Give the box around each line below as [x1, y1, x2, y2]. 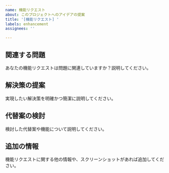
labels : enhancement [5, 21, 49, 27]
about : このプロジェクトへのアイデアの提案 [5, 12, 85, 17]
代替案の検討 [5, 111, 46, 120]
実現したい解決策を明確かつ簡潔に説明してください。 [5, 95, 116, 101]
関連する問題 [5, 50, 46, 59]
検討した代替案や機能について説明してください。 [5, 126, 107, 132]
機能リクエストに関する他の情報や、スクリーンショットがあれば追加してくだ [5, 156, 164, 162]
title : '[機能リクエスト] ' [5, 17, 59, 22]
